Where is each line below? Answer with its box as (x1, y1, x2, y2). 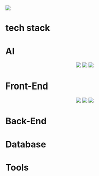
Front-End (5, 80, 49, 92)
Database (5, 139, 46, 150)
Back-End (5, 116, 47, 127)
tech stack (5, 22, 51, 34)
